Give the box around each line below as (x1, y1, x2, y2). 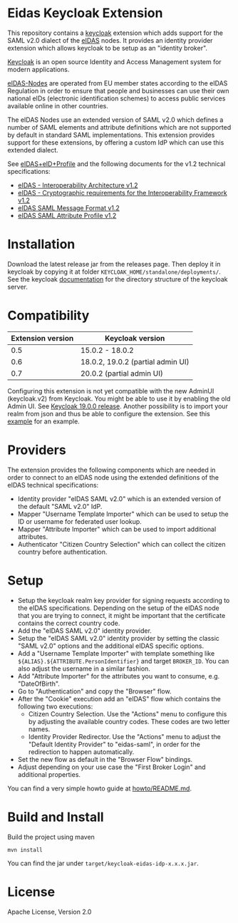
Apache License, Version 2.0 (7, 907, 92, 916)
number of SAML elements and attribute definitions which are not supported (7, 123, 232, 131)
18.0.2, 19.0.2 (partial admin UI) (81, 356, 190, 366)
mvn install (7, 846, 43, 853)
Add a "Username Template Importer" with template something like (17, 649, 215, 657)
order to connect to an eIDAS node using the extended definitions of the (7, 473, 219, 482)
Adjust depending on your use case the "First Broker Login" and (17, 763, 206, 771)
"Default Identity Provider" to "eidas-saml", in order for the (28, 740, 201, 748)
